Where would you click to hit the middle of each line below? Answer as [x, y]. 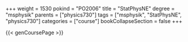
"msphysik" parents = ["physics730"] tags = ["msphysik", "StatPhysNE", [94, 15]
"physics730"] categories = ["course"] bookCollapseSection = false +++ [94, 21]
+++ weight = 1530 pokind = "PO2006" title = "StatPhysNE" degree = [90, 9]
